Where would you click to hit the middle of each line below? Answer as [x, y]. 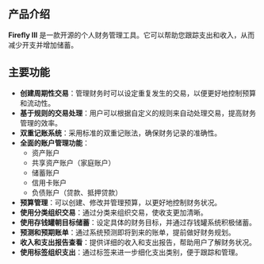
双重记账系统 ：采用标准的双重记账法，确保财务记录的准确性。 [121, 133]
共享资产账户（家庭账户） [73, 162]
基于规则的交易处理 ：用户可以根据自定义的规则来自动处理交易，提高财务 [138, 113]
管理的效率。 [40, 122]
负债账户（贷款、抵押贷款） [77, 192]
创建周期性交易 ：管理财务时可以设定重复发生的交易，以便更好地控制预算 [138, 93]
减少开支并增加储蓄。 [43, 45]
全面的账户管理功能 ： [54, 142]
